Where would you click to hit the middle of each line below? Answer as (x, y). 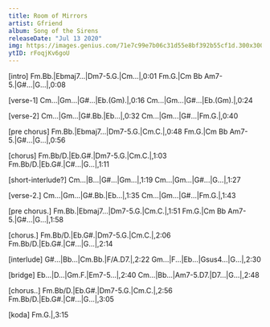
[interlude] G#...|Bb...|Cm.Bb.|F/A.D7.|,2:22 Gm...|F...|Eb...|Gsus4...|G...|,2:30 (135, 259)
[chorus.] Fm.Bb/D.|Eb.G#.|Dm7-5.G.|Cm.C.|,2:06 (90, 235)
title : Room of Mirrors (48, 16)
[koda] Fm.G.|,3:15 (39, 315)
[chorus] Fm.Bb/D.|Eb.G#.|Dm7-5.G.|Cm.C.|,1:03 (88, 155)
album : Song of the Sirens (53, 31)
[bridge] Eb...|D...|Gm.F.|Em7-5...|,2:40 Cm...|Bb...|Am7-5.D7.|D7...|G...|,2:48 (134, 275)
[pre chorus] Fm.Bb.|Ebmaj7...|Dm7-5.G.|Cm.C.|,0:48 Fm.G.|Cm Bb (118, 131)
